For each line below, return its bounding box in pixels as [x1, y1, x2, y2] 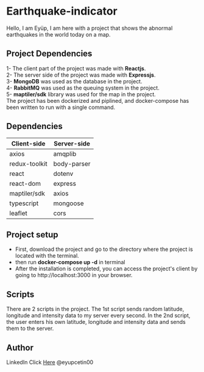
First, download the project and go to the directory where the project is [15, 245, 193, 253]
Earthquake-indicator [6, 4, 118, 18]
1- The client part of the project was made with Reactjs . [6, 65, 146, 72]
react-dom [9, 179, 41, 188]
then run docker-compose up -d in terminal [15, 259, 125, 266]
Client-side [11, 139, 46, 147]
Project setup [6, 230, 59, 240]
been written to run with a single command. [6, 104, 116, 111]
